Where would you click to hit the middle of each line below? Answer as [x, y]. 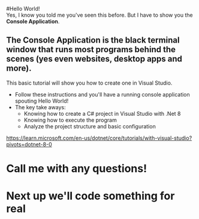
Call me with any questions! [77, 169]
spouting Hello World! [42, 101]
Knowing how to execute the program [70, 120]
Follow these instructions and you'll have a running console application [102, 94]
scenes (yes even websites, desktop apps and [94, 59]
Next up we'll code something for [91, 196]
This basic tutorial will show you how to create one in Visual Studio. [89, 83]
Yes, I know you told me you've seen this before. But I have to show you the [99, 15]
